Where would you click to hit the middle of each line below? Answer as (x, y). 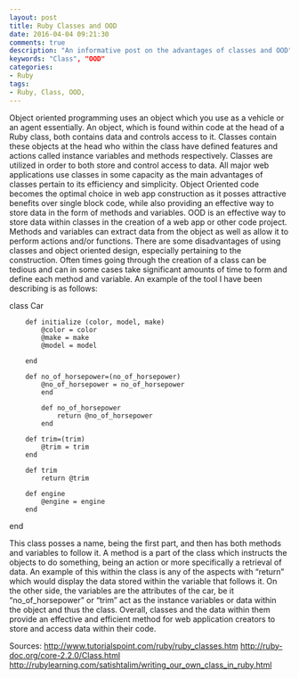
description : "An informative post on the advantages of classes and (141, 51)
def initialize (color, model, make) (95, 322)
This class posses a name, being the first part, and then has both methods (145, 543)
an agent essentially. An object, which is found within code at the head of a (147, 127)
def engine (45, 493)
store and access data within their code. (83, 628)
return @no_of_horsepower (105, 416)
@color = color (69, 330)
